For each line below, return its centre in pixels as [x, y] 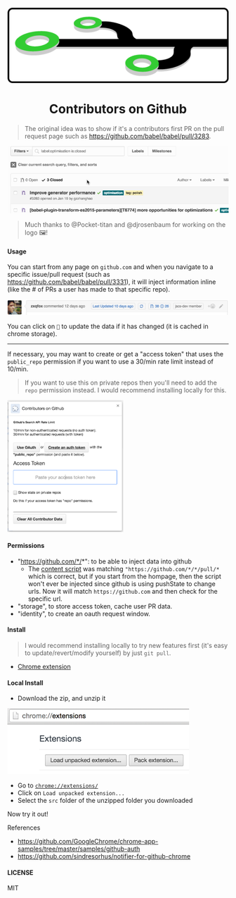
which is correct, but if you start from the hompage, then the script [124, 576]
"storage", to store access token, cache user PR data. [95, 606]
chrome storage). [32, 333]
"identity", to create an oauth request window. [84, 613]
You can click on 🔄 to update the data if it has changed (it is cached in [108, 326]
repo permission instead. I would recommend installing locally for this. [125, 390]
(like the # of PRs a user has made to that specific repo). [89, 289]
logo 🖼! [36, 232]
